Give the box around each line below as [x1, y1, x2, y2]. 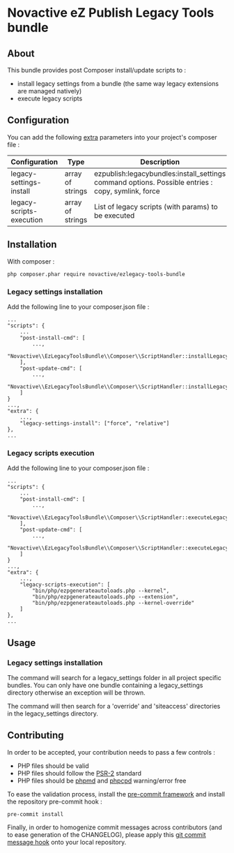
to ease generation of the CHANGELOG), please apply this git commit [7, 830, 207, 838]
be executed [93, 211, 135, 220]
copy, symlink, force [93, 186, 160, 196]
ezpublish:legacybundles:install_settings [93, 169, 226, 179]
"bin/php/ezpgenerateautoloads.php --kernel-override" [32, 600, 195, 607]
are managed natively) [17, 87, 82, 95]
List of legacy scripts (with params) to [93, 202, 218, 211]
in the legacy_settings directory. [7, 709, 99, 718]
